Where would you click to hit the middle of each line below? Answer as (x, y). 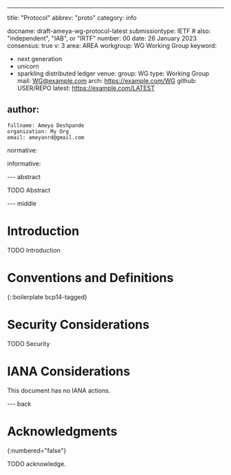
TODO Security (29, 343)
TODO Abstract (29, 190)
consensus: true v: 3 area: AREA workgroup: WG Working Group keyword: (112, 46)
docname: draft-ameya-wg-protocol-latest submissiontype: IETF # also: (109, 31)
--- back (19, 404)
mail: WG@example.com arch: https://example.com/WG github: (107, 81)
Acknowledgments (63, 431)
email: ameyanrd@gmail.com (46, 137)
